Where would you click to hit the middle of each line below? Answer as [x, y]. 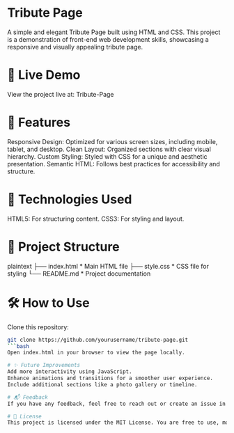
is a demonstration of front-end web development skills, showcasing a [108, 39]
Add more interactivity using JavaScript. [70, 372]
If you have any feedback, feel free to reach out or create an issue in [117, 404]
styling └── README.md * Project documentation [79, 274]
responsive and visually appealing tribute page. [75, 47]
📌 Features [39, 123]
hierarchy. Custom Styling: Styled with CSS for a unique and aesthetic [107, 156]
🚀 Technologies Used [70, 199]
